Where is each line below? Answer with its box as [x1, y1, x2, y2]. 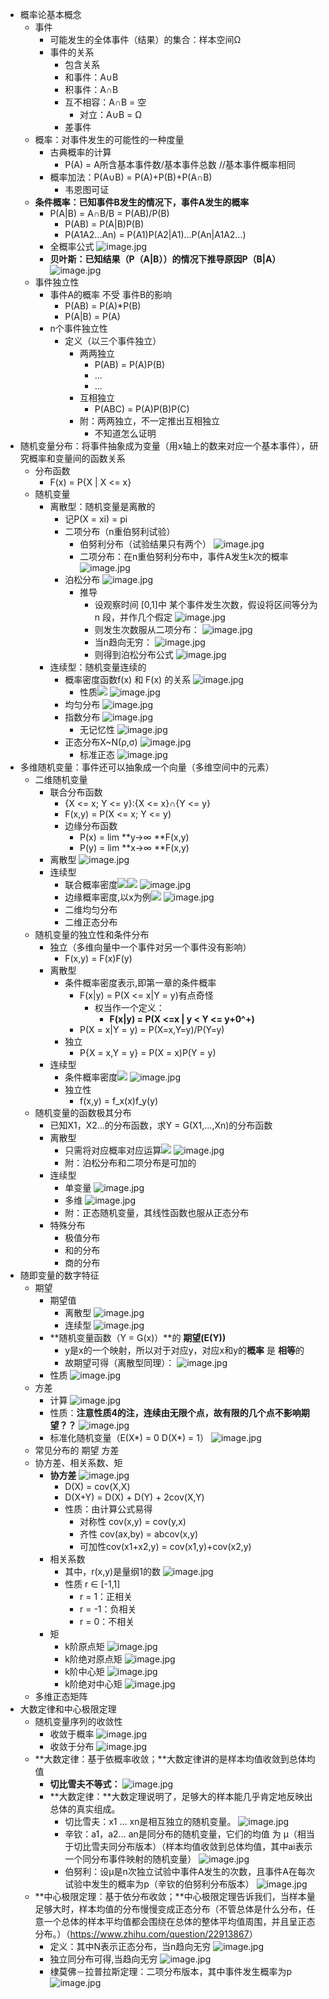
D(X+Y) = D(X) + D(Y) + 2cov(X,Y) [64, 1491, 205, 1503]
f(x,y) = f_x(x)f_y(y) [79, 1095, 159, 1107]
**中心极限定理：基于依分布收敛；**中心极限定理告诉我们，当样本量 [34, 1891, 316, 1902]
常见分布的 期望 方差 [34, 1444, 120, 1456]
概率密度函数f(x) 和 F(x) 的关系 [64, 674, 192, 685]
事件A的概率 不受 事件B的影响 [49, 289, 173, 300]
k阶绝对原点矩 [64, 1653, 123, 1665]
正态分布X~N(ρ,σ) [64, 736, 138, 748]
